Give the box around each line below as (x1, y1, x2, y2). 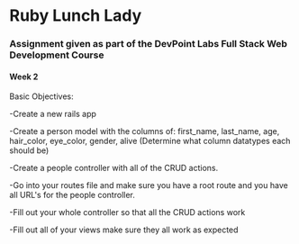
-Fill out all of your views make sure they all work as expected (9, 224, 239, 235)
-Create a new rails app (9, 109, 97, 120)
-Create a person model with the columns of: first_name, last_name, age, (9, 126, 280, 137)
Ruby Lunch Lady (9, 5, 142, 26)
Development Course (9, 49, 104, 61)
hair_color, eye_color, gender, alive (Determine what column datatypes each (9, 136, 291, 147)
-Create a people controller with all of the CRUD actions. (9, 163, 219, 174)
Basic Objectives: (9, 91, 74, 102)
